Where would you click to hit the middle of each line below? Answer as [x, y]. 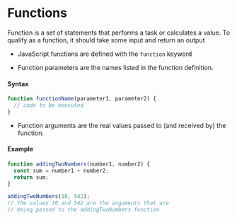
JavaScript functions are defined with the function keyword [105, 54]
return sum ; [31, 177]
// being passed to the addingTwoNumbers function [83, 210]
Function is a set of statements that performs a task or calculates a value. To [119, 33]
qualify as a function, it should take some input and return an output [106, 40]
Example [21, 149]
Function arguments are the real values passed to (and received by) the [122, 125]
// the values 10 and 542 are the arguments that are [88, 203]
